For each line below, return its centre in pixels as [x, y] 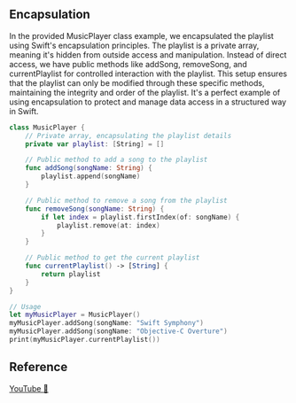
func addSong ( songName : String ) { [89, 168]
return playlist [71, 274]
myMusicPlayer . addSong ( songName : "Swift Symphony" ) [106, 323]
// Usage [25, 306]
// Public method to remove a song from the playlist [126, 200]
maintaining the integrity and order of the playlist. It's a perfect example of [145, 92]
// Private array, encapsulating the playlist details [129, 136]
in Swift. [24, 111]
